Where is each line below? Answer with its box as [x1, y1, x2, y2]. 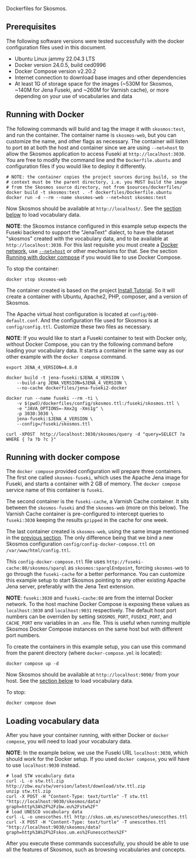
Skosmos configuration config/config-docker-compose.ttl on [6, 540, 156, 548]
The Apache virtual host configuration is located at [6, 311, 129, 318]
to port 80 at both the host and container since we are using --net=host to [6, 144, 184, 151]
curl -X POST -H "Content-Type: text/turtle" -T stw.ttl [6, 794, 148, 800]
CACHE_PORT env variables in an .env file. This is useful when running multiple [6, 619, 191, 626]
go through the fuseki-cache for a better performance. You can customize [6, 571, 185, 578]
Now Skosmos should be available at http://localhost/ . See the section [6, 205, 182, 212]
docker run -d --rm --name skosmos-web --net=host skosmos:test [6, 194, 167, 200]
